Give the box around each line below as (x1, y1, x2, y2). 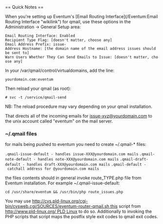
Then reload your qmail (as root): (5, 85, 71, 91)
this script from (110, 204, 141, 209)
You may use (5, 198, 31, 204)
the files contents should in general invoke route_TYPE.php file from (5, 175, 142, 181)
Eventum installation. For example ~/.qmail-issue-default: (5, 180, 121, 186)
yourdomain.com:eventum (5, 77, 54, 82)
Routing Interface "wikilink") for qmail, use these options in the (5, 19, 131, 24)
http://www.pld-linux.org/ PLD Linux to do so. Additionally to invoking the (5, 208, 152, 214)
